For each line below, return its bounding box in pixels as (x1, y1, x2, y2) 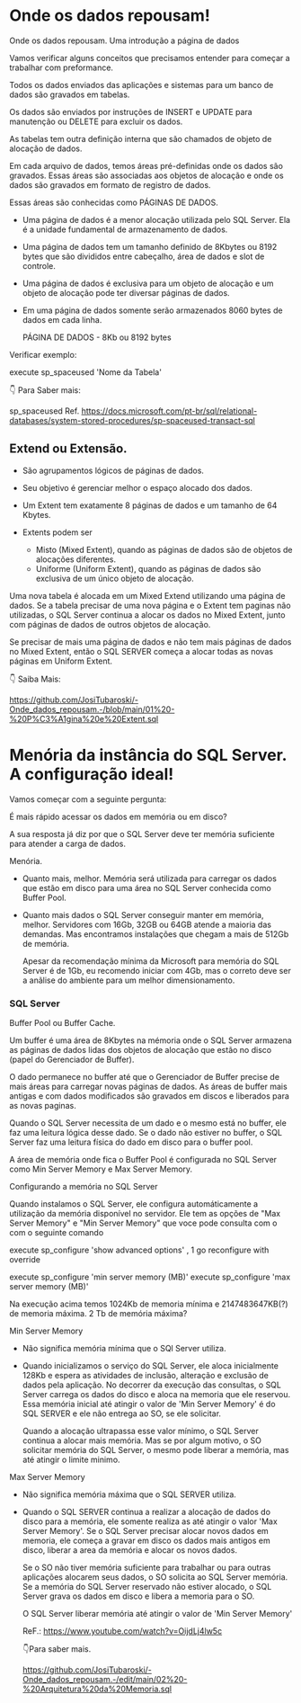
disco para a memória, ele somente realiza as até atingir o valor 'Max (22, 1516, 279, 1527)
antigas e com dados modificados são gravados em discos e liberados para (9, 1090, 290, 1101)
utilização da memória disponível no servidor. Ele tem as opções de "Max (9, 1208, 281, 1218)
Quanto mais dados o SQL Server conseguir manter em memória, (22, 909, 264, 920)
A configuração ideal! (9, 763, 174, 784)
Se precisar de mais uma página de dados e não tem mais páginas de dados (9, 636, 292, 647)
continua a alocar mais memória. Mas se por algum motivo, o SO (22, 1435, 262, 1446)
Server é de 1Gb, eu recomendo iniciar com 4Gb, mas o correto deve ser (22, 965, 292, 976)
